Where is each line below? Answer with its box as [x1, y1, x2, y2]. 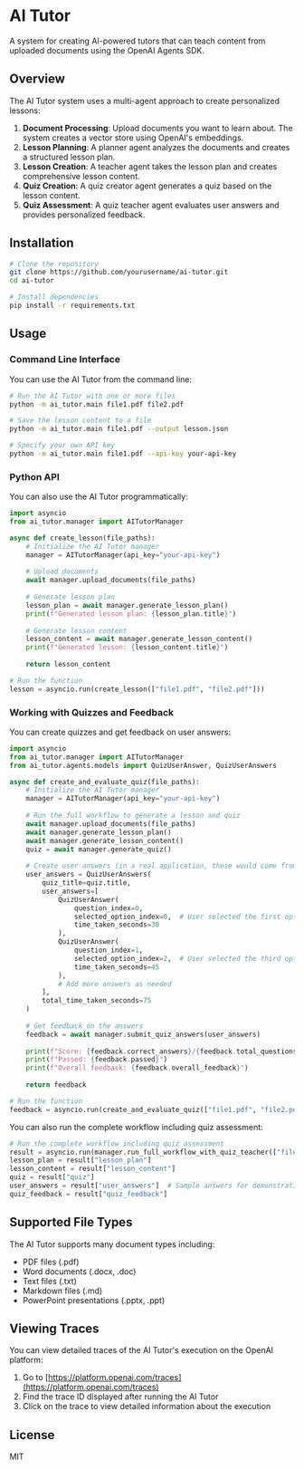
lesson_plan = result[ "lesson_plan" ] [9, 1156, 152, 1165]
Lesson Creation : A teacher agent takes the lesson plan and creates [22, 160, 278, 172]
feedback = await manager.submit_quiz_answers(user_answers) [25, 1030, 261, 1039]
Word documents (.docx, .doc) [22, 1265, 137, 1277]
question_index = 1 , [73, 946, 144, 955]
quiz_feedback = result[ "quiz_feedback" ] [9, 1189, 168, 1198]
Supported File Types [9, 1215, 133, 1230]
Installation [9, 235, 74, 251]
